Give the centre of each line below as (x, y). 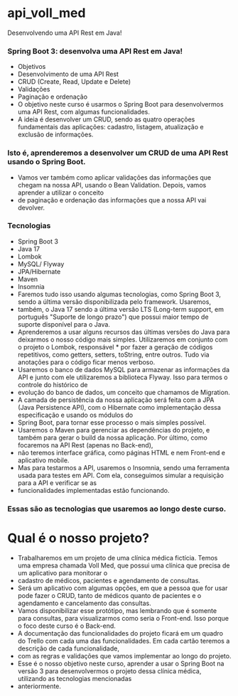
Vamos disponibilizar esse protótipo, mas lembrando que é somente (117, 610)
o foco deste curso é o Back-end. (66, 626)
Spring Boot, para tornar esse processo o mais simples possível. (112, 422)
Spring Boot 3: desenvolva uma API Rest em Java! (95, 51)
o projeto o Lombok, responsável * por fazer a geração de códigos (115, 347)
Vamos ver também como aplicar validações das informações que (114, 177)
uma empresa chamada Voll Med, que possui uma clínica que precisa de (124, 565)
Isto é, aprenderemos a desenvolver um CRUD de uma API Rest (118, 153)
